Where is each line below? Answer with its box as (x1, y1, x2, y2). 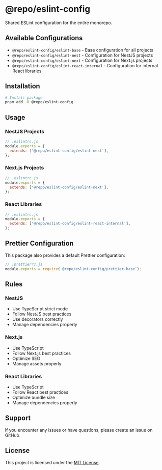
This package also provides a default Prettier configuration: (5, 252, 125, 258)
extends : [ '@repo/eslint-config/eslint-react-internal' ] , (9, 221, 131, 226)
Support (5, 414, 31, 422)
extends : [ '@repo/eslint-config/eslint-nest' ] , (9, 148, 109, 153)
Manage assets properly (12, 360, 62, 366)
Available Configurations (5, 34, 83, 42)
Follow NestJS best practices (12, 311, 72, 317)
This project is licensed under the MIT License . (5, 459, 100, 465)
